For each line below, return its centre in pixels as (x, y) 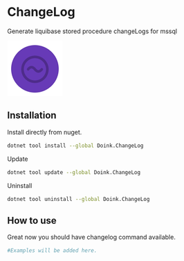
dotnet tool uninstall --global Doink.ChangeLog (79, 199)
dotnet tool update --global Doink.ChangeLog (74, 172)
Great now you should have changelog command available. (92, 237)
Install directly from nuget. (45, 132)
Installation (32, 116)
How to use (32, 221)
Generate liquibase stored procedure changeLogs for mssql (92, 31)
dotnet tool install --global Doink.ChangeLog (75, 146)
